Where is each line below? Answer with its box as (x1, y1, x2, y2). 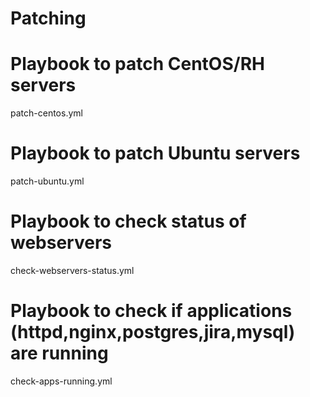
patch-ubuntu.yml (10, 175, 85, 187)
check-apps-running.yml (10, 375, 113, 387)
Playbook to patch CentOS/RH (10, 53, 265, 76)
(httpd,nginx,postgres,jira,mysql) (10, 321, 296, 344)
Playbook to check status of (10, 210, 247, 233)
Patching (10, 7, 87, 30)
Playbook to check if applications (10, 300, 293, 322)
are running (10, 342, 109, 365)
